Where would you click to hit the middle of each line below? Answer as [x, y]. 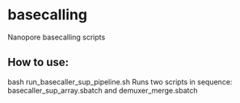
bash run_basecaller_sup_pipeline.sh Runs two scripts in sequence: [120, 81]
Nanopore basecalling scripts [57, 37]
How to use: [38, 62]
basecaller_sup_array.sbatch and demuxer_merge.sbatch [103, 90]
